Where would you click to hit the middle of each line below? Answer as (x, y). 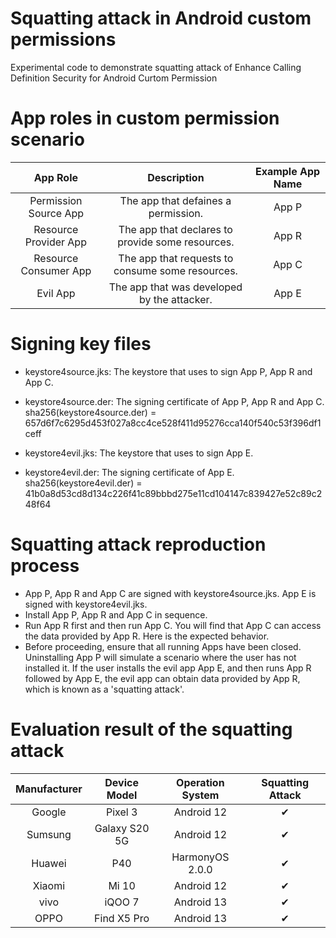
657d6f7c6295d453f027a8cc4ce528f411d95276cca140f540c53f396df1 (173, 423)
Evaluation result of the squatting (151, 729)
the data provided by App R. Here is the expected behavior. (147, 636)
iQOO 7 (122, 902)
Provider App (55, 242)
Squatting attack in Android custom (161, 18)
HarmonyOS (200, 857)
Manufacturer (49, 789)
